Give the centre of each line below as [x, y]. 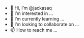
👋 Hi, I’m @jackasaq [31, 8]
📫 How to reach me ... [34, 30]
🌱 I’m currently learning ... [37, 19]
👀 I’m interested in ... [32, 13]
